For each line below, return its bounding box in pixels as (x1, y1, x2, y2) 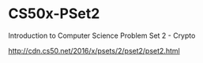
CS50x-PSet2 (8, 5, 100, 23)
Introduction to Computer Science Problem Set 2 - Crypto (8, 31, 196, 40)
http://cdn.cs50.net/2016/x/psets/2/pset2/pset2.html (8, 46, 180, 55)
